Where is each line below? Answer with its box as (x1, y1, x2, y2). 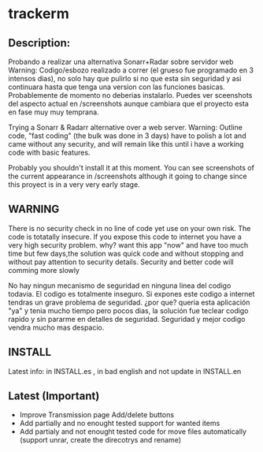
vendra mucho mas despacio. (8, 323, 105, 332)
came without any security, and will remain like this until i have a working (8, 140, 244, 148)
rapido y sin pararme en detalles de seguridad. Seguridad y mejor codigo (8, 314, 246, 323)
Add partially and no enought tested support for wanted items (19, 419, 220, 428)
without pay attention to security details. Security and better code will (8, 257, 234, 267)
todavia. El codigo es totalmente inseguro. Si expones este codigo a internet (8, 289, 255, 298)
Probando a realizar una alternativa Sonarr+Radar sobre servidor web (8, 57, 234, 66)
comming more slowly (8, 265, 80, 275)
